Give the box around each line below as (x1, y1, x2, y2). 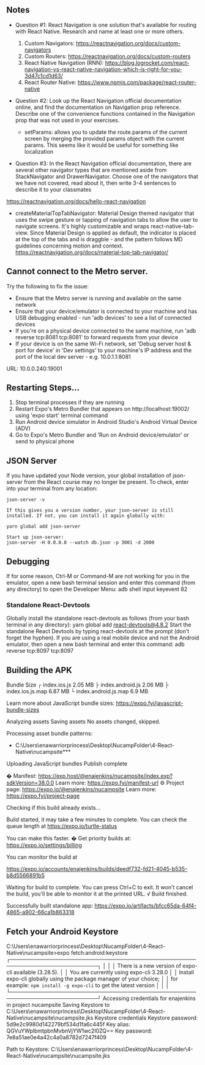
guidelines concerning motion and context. (15, 242, 124, 249)
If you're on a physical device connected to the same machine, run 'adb (15, 327, 196, 334)
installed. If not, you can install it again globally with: (6, 513, 166, 519)
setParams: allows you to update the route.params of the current (24, 128, 188, 135)
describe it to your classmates (15, 186, 92, 193)
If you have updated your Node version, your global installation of (6, 472, 171, 480)
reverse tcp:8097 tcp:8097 (6, 647, 74, 655)
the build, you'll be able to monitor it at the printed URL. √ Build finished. (6, 890, 188, 898)
